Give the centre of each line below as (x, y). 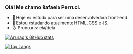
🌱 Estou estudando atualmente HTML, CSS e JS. (60, 23)
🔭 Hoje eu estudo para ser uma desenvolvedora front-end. (70, 18)
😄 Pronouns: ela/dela (34, 28)
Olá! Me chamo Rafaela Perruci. (43, 7)
